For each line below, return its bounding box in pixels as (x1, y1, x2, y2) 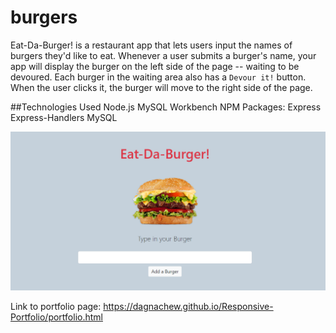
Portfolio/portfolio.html (10, 311, 103, 323)
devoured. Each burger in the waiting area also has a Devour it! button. (10, 71, 307, 83)
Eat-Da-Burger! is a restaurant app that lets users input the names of (10, 39, 293, 51)
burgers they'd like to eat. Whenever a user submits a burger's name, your (10, 49, 317, 61)
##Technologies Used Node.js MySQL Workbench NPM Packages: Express (10, 101, 322, 113)
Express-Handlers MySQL (10, 111, 118, 123)
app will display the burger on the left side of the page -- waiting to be (10, 60, 300, 72)
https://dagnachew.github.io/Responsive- (103, 301, 274, 313)
